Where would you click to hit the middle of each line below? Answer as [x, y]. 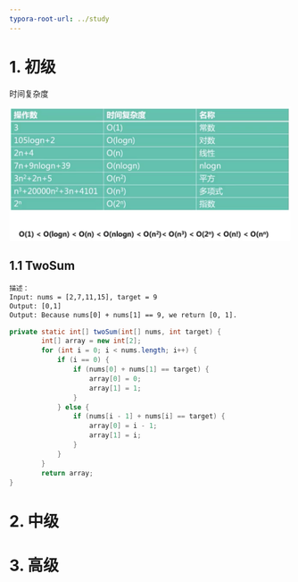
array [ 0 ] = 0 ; [115, 379]
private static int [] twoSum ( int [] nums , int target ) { [115, 332]
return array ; [67, 473]
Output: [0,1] [36, 306]
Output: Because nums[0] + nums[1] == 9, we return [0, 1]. [124, 315]
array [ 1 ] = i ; [115, 435]
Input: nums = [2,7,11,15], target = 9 [83, 297]
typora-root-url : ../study [59, 19]
